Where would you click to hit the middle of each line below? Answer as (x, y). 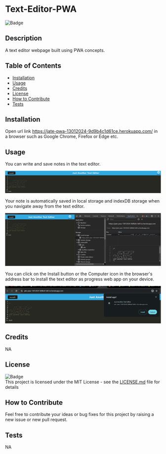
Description (23, 38)
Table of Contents (33, 66)
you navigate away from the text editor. (45, 206)
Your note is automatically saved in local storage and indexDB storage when (82, 201)
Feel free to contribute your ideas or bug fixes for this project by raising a (80, 414)
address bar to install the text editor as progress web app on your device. (80, 279)
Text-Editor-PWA (41, 9)
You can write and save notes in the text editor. (53, 164)
